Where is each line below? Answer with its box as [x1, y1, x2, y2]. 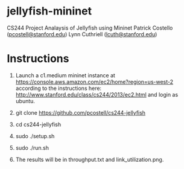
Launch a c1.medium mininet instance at [15, 71, 115, 79]
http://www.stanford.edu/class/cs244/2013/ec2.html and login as [15, 91, 179, 98]
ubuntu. [15, 97, 36, 104]
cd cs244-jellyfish [15, 121, 62, 128]
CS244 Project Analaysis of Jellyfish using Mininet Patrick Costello [7, 24, 173, 31]
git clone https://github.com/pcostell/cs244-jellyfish [15, 109, 146, 116]
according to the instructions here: [15, 84, 102, 92]
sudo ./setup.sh [15, 132, 55, 139]
